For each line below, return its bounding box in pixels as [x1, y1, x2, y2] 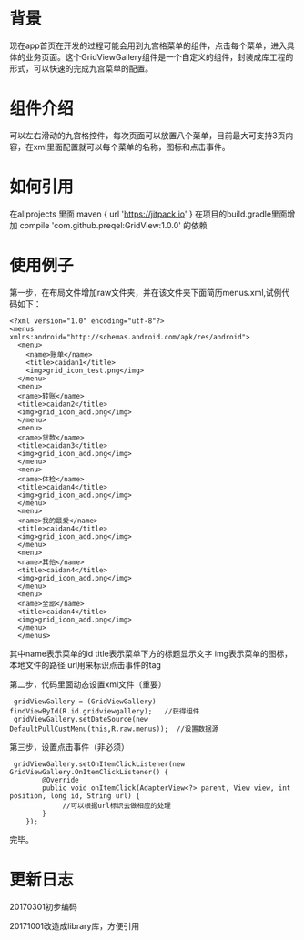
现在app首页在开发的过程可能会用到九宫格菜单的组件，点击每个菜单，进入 [9, 40, 288, 51]
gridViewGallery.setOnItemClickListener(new [13, 759, 185, 769]
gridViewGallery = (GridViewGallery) [13, 697, 157, 706]
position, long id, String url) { [9, 791, 141, 801]
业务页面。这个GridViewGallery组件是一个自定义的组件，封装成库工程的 [25, 51, 294, 62]
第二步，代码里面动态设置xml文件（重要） [9, 679, 167, 690]
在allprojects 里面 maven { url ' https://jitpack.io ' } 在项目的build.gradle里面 [9, 208, 288, 219]
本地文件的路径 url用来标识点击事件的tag [9, 659, 162, 670]
